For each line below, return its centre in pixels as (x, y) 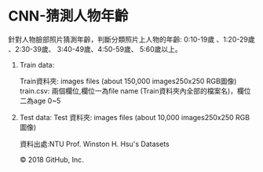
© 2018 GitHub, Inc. (51, 159)
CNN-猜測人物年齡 (68, 16)
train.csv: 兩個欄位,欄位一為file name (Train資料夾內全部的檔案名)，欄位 (135, 90)
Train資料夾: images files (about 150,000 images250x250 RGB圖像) (128, 81)
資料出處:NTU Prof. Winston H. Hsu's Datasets (95, 144)
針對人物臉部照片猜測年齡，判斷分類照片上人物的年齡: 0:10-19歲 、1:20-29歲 (131, 39)
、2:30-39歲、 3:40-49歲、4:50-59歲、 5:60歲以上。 (95, 49)
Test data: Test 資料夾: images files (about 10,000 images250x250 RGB (134, 117)
